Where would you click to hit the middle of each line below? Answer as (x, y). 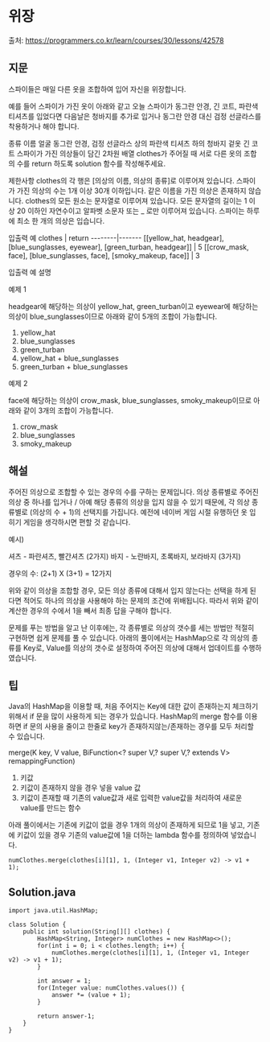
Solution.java (42, 892)
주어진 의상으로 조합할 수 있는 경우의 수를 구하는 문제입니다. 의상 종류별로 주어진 (134, 492)
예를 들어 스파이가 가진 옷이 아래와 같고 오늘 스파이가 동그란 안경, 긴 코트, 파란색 (133, 106)
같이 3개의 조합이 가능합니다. (68, 410)
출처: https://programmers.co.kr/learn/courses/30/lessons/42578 (116, 40)
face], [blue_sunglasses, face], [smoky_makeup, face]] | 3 (104, 255)
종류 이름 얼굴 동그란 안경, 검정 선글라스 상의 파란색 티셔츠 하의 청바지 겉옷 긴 (129, 143)
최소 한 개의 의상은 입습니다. (61, 220)
